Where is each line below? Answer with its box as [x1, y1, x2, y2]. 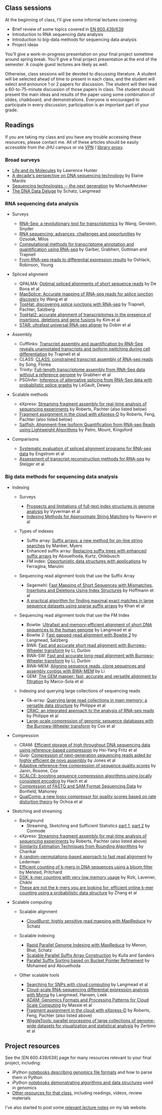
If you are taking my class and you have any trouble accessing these [5, 134, 142, 140]
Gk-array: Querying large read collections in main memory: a [26, 697, 147, 703]
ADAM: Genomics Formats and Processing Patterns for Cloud [26, 997, 149, 1003]
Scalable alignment [19, 909, 58, 914]
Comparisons [12, 436, 39, 442]
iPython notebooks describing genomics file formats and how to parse [12, 1069, 152, 1075]
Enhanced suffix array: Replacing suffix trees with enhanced [26, 548, 147, 553]
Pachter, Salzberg [19, 307, 55, 312]
